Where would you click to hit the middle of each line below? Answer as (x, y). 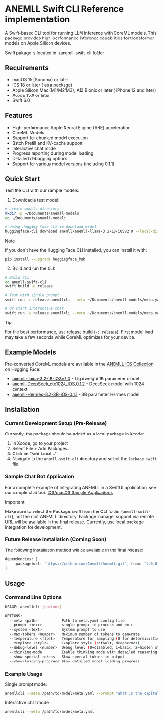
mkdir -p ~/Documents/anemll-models (42, 214)
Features (19, 116)
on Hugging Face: (23, 369)
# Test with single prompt (32, 295)
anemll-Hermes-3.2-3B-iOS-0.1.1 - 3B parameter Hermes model (76, 394)
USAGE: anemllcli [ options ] (33, 607)
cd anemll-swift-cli (26, 282)
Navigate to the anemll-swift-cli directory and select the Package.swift (84, 459)
